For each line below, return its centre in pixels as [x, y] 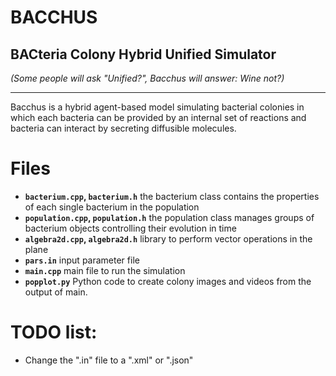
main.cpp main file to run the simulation [105, 270]
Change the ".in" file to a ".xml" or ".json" [109, 360]
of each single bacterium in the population [112, 207]
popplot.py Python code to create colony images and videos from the [168, 281]
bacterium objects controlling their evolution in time [130, 228]
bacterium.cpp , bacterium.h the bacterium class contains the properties [172, 196]
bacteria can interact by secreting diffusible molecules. [123, 128]
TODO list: [54, 332]
